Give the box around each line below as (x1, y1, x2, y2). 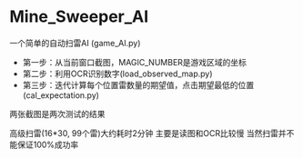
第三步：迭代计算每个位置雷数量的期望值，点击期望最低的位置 (22, 79, 255, 90)
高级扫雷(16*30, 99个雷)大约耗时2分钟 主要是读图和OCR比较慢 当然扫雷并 (9, 127, 287, 138)
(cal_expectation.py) (22, 89, 100, 101)
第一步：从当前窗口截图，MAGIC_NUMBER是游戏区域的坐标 (22, 56, 247, 67)
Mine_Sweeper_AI (9, 6, 149, 27)
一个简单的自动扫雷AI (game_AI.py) (9, 37, 141, 48)
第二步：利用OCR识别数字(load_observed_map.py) (22, 68, 213, 79)
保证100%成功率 (16, 139, 79, 150)
